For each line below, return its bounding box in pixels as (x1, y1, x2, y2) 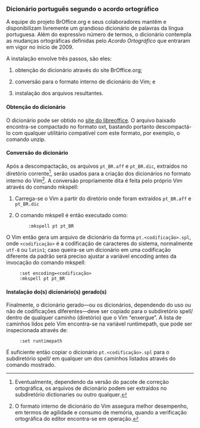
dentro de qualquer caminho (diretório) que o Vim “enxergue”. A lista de (6, 314, 182, 321)
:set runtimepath (19, 338, 62, 344)
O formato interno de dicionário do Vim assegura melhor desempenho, (14, 402, 189, 410)
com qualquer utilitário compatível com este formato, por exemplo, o (11, 129, 180, 136)
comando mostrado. (6, 361, 56, 368)
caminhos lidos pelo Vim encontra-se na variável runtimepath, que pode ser (6, 320, 192, 327)
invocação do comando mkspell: (6, 259, 86, 266)
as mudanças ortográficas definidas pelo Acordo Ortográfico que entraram (6, 38, 190, 45)
